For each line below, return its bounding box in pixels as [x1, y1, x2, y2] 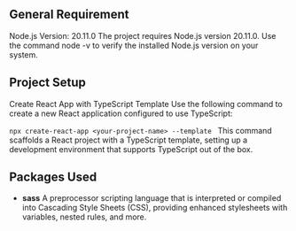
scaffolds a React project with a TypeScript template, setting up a [9, 135, 248, 145]
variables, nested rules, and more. [21, 212, 147, 222]
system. [9, 49, 38, 60]
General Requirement [9, 7, 130, 22]
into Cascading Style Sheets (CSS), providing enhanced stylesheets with [21, 203, 288, 213]
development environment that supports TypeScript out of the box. [9, 143, 253, 154]
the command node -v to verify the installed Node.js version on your [9, 40, 259, 50]
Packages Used [9, 170, 97, 185]
